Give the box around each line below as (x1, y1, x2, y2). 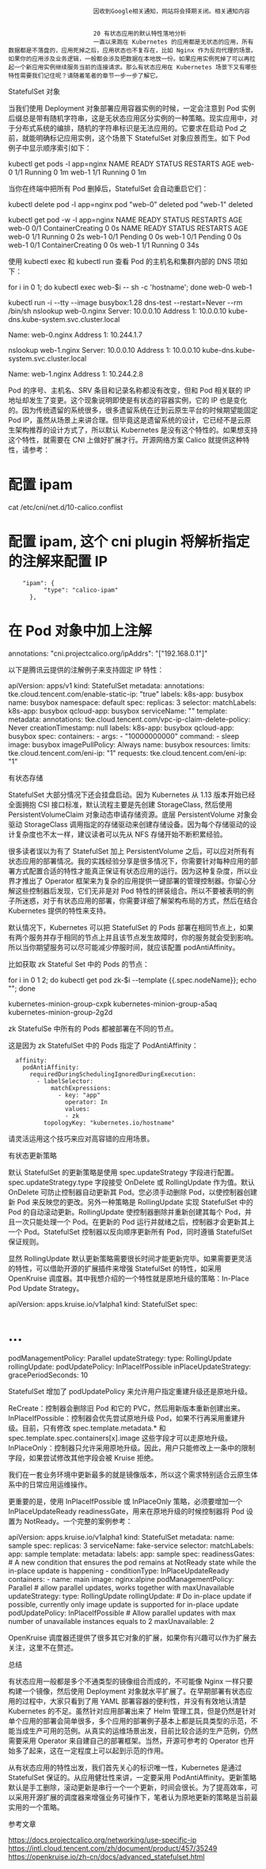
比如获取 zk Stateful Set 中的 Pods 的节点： (8, 959, 150, 969)
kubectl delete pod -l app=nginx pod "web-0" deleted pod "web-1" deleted (8, 200, 253, 209)
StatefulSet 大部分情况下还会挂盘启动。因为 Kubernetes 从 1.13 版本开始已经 (8, 790, 256, 799)
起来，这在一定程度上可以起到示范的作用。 (28, 1745, 168, 1755)
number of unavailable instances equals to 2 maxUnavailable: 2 (8, 1616, 215, 1626)
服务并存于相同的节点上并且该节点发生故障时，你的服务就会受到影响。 (28, 933, 258, 942)
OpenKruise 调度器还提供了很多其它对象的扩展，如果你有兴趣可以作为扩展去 (8, 1633, 257, 1642)
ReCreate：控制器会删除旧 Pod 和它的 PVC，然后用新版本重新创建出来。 (8, 1403, 245, 1413)
